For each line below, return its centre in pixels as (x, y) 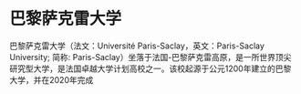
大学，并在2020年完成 (52, 79)
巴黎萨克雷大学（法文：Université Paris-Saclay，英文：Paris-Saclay (137, 46)
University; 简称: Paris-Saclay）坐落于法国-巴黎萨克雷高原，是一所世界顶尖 (150, 57)
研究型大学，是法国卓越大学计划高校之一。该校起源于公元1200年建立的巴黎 (150, 68)
